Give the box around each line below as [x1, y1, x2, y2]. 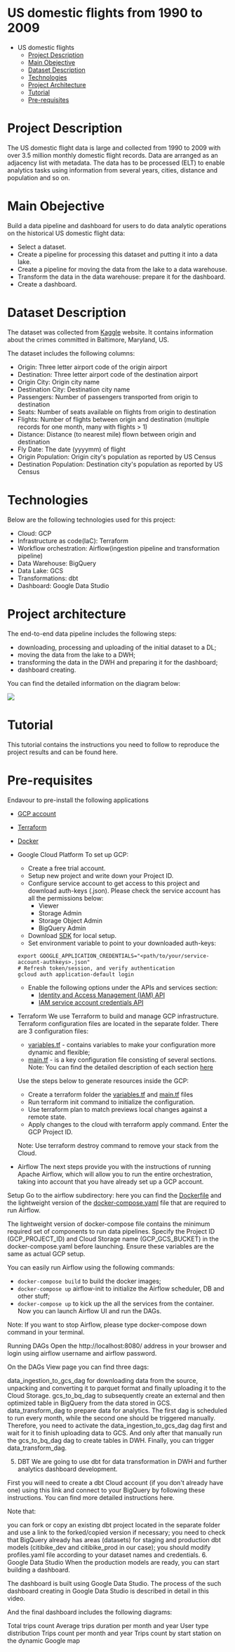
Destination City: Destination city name [17, 385, 130, 394]
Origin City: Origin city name [17, 377, 100, 386]
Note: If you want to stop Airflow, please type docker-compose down [7, 1320, 207, 1329]
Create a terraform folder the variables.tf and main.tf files [27, 1090, 194, 1099]
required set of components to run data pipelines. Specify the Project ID [7, 1227, 215, 1235]
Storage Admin [38, 908, 82, 917]
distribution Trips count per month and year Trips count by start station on [7, 1629, 222, 1637]
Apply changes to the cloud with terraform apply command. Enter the [27, 1120, 229, 1128]
